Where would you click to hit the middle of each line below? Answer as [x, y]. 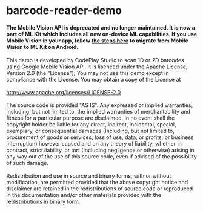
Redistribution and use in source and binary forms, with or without [89, 176]
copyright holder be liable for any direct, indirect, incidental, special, [92, 125]
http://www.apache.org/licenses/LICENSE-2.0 [64, 93]
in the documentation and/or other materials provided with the [84, 195]
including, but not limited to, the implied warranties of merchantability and [98, 112]
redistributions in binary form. [43, 202]
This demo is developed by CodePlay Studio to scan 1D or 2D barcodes [95, 60]
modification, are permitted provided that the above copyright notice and [97, 183]
